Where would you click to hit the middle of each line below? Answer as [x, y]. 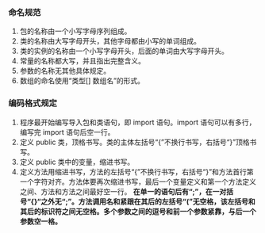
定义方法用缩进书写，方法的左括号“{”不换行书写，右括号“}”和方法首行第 [136, 171]
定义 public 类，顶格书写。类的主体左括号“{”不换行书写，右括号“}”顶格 [134, 142]
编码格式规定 [33, 103]
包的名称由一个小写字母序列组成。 [75, 31]
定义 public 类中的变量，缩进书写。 [77, 162]
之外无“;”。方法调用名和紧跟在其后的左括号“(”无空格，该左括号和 [148, 201]
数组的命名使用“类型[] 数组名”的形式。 [82, 81]
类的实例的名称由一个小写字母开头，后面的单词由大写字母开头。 [124, 51]
